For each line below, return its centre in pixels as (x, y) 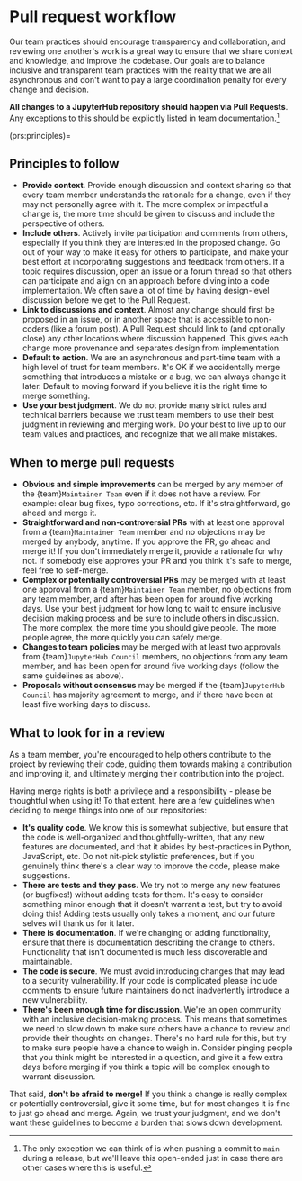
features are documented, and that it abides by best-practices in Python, (157, 847)
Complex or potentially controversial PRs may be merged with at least (154, 580)
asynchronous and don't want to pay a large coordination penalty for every (148, 79)
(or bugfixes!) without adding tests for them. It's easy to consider (142, 895)
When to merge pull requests (92, 463)
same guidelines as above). (73, 676)
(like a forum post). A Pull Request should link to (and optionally (168, 329)
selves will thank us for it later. (78, 923)
